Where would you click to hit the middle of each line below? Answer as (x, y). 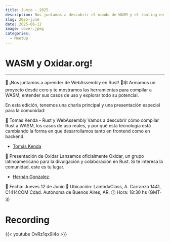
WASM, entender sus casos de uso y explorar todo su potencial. (72, 95)
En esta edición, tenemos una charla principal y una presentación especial (83, 105)
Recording (27, 220)
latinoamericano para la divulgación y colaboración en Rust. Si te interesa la (84, 161)
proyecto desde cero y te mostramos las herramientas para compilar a (78, 90)
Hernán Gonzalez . (31, 177)
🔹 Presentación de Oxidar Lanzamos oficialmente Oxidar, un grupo (75, 156)
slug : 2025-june (22, 19)
